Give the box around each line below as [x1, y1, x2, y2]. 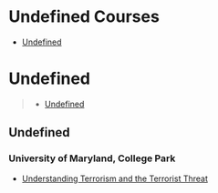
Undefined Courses [8, 6, 161, 27]
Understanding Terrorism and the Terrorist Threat [21, 173, 209, 184]
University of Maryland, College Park [8, 152, 176, 165]
